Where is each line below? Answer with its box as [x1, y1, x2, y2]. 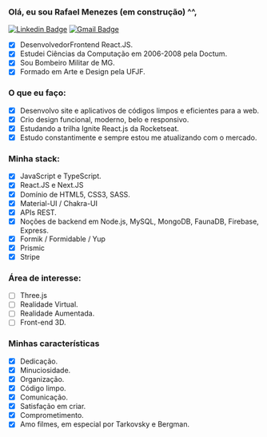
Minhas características [8, 338, 100, 349]
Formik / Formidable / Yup [19, 234, 106, 244]
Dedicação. [19, 356, 58, 366]
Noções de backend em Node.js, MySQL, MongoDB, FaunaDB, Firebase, [19, 217, 260, 226]
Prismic [19, 243, 46, 252]
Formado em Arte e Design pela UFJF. [19, 67, 145, 77]
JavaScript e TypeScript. [19, 171, 102, 181]
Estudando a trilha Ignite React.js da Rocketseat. [19, 123, 180, 133]
